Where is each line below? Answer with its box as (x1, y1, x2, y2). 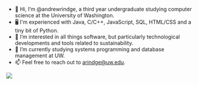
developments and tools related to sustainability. (14, 40, 134, 47)
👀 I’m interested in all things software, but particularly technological (14, 33, 180, 40)
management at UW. (14, 52, 65, 59)
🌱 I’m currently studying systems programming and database (14, 46, 165, 53)
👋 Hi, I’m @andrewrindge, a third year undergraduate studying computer (14, 6, 192, 12)
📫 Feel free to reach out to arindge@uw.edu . (14, 59, 126, 66)
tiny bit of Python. (14, 27, 59, 34)
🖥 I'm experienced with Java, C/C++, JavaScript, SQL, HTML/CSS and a (14, 18, 191, 25)
